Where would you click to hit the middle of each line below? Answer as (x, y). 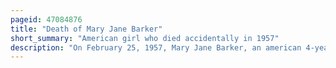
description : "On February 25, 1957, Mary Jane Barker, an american (156, 47)
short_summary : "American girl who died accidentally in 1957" (145, 38)
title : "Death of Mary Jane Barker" (86, 29)
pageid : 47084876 (46, 19)
